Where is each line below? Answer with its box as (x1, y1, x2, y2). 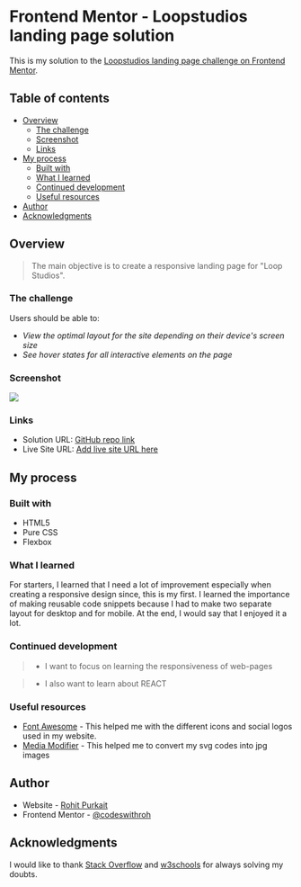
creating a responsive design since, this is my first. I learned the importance (9, 589, 290, 600)
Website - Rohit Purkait (22, 799, 108, 811)
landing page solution (9, 25, 175, 46)
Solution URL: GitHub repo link (22, 435, 136, 445)
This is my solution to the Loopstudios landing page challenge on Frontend (9, 55, 286, 66)
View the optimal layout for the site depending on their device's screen (22, 330, 285, 341)
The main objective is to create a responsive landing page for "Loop (31, 260, 283, 271)
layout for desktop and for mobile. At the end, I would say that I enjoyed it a (9, 608, 288, 619)
